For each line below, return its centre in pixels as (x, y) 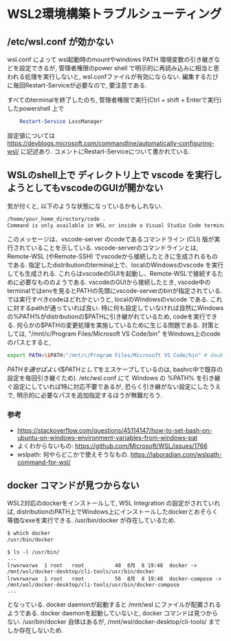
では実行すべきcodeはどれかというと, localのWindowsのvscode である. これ (115, 299)
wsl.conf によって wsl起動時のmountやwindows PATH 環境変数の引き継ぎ (111, 59)
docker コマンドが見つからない (73, 485)
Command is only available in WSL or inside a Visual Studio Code (104, 225)
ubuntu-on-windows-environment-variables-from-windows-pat (107, 437)
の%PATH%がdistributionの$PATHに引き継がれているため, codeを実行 (107, 316)
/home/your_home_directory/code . (57, 219)
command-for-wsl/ (44, 462)
